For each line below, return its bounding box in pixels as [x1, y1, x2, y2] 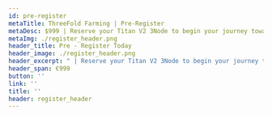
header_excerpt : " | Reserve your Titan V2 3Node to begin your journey [8, 57, 259, 66]
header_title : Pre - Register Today [8, 42, 132, 50]
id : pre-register [8, 11, 67, 20]
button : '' [8, 72, 45, 80]
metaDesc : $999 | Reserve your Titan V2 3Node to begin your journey [8, 27, 249, 35]
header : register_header [8, 95, 92, 103]
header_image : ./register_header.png [8, 49, 136, 57]
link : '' [8, 79, 38, 87]
